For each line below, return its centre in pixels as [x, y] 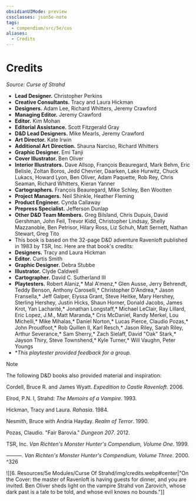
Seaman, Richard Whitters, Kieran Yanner [65, 183]
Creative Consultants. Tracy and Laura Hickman [74, 102]
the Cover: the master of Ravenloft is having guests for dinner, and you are [96, 479]
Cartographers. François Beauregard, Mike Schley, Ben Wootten [93, 190]
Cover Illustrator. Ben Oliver [49, 158]
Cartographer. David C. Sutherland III [60, 277]
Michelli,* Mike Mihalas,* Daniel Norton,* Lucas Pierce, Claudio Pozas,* [101, 321]
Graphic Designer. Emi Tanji [49, 152]
